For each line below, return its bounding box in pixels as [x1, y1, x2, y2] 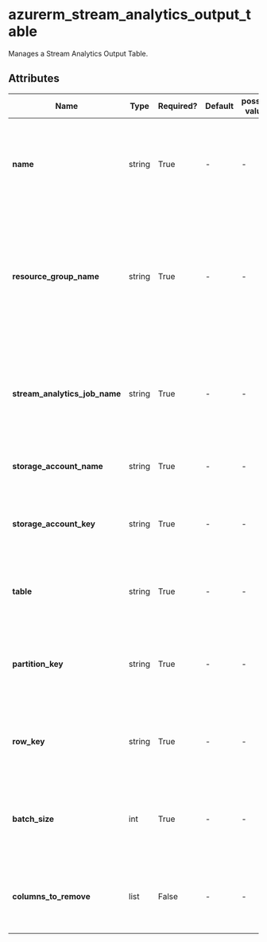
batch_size [12, 813, 54, 824]
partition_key [12, 658, 64, 669]
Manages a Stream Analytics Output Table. [8, 48, 149, 58]
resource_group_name [12, 270, 99, 281]
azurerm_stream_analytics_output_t [8, 6, 252, 24]
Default [205, 100, 234, 111]
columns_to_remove [12, 890, 91, 901]
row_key [12, 735, 45, 746]
